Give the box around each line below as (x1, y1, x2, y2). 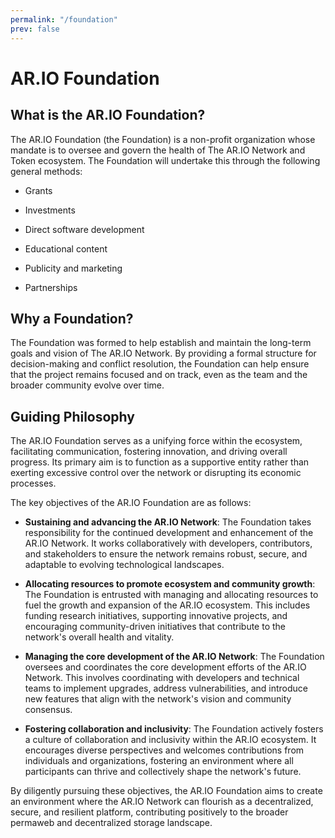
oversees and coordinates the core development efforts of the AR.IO (24, 661, 307, 673)
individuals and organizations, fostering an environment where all (24, 755, 294, 767)
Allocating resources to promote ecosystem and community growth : (24, 578, 316, 590)
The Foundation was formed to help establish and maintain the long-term (10, 337, 312, 349)
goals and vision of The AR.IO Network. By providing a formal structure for (10, 347, 317, 360)
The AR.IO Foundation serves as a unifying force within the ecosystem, (10, 435, 303, 447)
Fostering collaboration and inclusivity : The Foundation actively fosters (24, 723, 324, 735)
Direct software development (24, 223, 145, 235)
